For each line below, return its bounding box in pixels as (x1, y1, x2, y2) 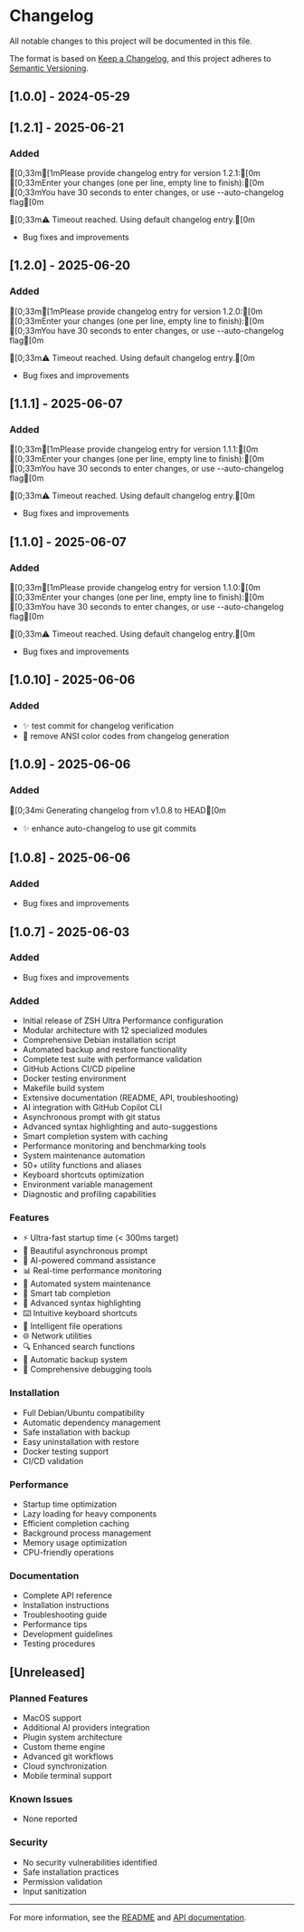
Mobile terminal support (22, 1771, 112, 1781)
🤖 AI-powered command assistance (22, 1255, 157, 1266)
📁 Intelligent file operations (22, 1321, 123, 1332)
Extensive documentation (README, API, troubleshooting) (22, 1092, 239, 1103)
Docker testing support (22, 1446, 109, 1457)
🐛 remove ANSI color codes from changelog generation (22, 730, 230, 741)
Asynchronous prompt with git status (22, 1112, 161, 1123)
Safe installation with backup (22, 1426, 131, 1438)
